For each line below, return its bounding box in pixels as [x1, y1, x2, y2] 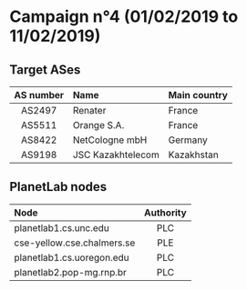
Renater [72, 105, 107, 116]
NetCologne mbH [72, 134, 148, 146]
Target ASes [9, 62, 81, 77]
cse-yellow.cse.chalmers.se [14, 236, 136, 249]
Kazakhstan [168, 148, 219, 161]
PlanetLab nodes [9, 179, 108, 195]
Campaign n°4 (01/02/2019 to [9, 6, 239, 27]
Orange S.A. [72, 119, 125, 131]
